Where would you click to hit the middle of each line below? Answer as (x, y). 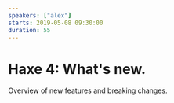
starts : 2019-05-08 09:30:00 (56, 23)
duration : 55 (29, 30)
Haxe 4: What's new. (77, 69)
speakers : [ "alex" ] (40, 15)
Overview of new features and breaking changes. (88, 90)
